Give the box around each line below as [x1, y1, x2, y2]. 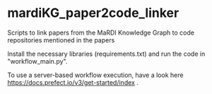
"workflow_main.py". [7, 57, 68, 65]
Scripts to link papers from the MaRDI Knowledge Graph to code [7, 28, 194, 37]
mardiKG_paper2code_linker [7, 5, 179, 21]
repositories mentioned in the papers [7, 35, 115, 44]
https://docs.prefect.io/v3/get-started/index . [7, 78, 139, 86]
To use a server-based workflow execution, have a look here [7, 71, 184, 79]
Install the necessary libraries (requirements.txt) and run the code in [7, 49, 206, 58]
